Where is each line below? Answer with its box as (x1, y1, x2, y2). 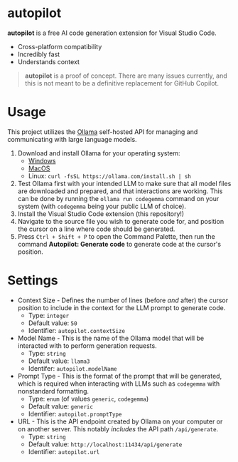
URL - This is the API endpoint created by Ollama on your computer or (17, 417, 223, 426)
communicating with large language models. (7, 135, 137, 143)
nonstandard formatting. (17, 386, 90, 395)
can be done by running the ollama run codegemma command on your (17, 194, 220, 202)
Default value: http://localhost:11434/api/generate (28, 440, 183, 448)
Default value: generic (28, 401, 94, 411)
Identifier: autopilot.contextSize (28, 326, 126, 334)
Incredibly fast (17, 50, 60, 58)
